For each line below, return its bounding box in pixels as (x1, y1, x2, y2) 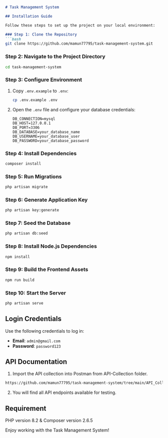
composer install (5, 161, 41, 166)
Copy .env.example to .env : (12, 88, 68, 94)
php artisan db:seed (5, 231, 48, 236)
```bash (5, 37, 21, 42)
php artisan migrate (5, 185, 48, 190)
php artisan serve (5, 301, 43, 306)
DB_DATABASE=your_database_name (12, 129, 80, 134)
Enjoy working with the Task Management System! (5, 427, 109, 433)
